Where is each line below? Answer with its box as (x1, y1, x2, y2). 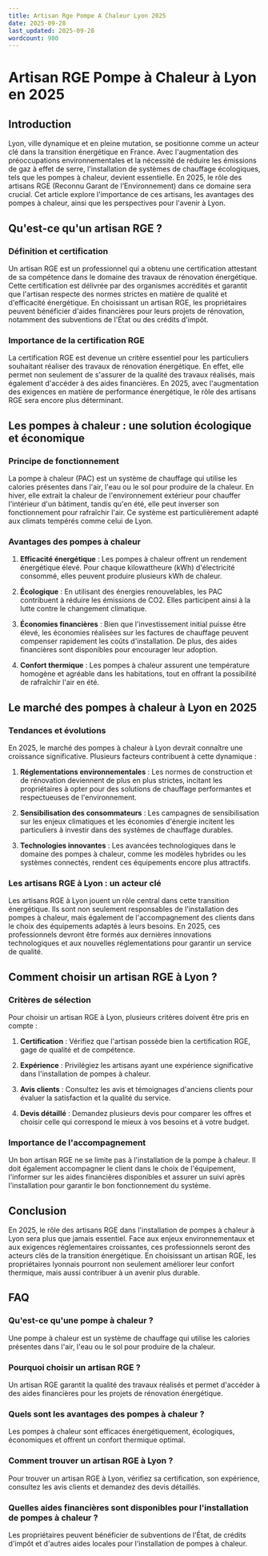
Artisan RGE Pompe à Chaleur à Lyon (8, 69, 258, 87)
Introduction (8, 117, 72, 131)
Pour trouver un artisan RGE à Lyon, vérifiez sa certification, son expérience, (8, 1473, 260, 1483)
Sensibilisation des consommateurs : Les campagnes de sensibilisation (19, 808, 260, 817)
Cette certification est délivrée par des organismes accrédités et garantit (8, 280, 248, 290)
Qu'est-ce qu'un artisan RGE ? (8, 221, 162, 235)
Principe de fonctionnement (8, 455, 120, 466)
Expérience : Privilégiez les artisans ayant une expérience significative (19, 1060, 254, 1070)
